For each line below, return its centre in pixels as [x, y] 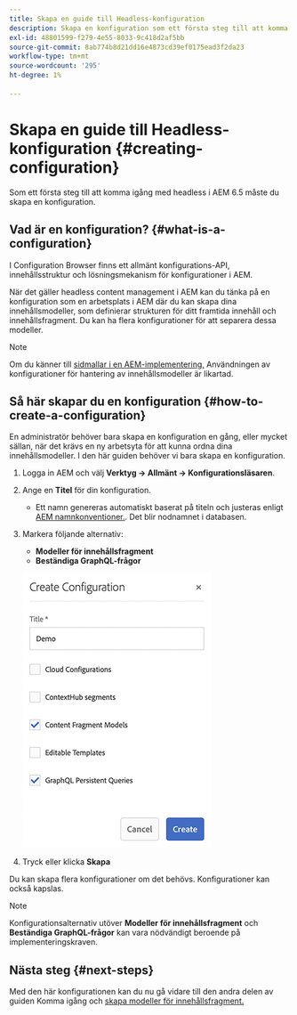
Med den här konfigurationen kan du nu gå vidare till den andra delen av [141, 992]
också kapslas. [36, 889]
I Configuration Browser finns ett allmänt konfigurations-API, [120, 265]
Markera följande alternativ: [72, 534]
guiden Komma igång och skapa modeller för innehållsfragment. [127, 1001]
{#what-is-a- [188, 230]
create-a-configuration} [78, 415]
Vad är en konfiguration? [79, 230]
